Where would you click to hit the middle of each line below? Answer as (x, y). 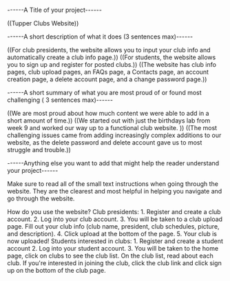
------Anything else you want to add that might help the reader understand (113, 163)
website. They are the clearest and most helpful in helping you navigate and (115, 191)
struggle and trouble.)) (39, 150)
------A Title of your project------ (54, 10)
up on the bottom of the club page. (56, 270)
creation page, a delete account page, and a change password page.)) (107, 79)
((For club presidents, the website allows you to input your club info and (109, 50)
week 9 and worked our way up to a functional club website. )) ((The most (112, 128)
